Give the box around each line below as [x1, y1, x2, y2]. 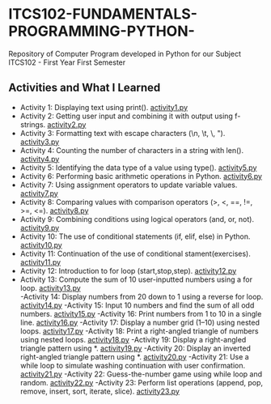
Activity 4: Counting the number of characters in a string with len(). [19, 145, 244, 155]
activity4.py [19, 154, 60, 164]
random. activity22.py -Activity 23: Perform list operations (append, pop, [19, 377, 264, 387]
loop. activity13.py [19, 283, 81, 292]
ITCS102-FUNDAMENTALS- [8, 5, 198, 23]
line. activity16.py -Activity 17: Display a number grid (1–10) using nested [19, 317, 260, 327]
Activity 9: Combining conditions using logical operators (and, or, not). [19, 214, 255, 223]
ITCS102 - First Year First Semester [8, 57, 126, 67]
